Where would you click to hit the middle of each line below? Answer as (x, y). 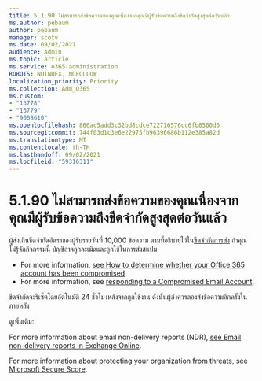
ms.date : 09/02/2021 (43, 45)
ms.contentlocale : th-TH (49, 147)
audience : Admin (35, 52)
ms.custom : (27, 96)
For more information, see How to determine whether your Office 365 (133, 265)
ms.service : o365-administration (64, 67)
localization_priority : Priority (64, 81)
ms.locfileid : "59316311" (51, 162)
